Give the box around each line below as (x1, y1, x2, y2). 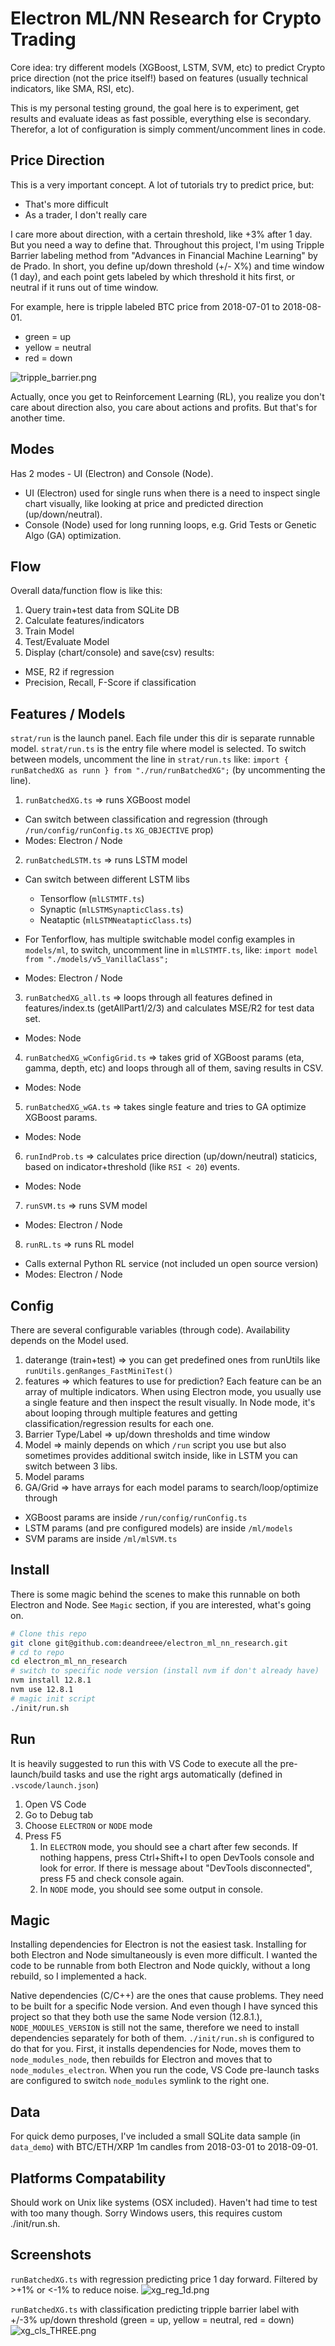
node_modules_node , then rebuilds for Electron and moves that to (10, 2053, 273, 2066)
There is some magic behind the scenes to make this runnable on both (10, 1588, 301, 1600)
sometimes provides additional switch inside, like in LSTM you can (24, 1450, 298, 1461)
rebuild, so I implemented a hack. (10, 1970, 148, 1982)
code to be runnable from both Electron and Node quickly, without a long (10, 1960, 311, 1972)
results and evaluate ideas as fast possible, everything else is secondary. (10, 112, 312, 124)
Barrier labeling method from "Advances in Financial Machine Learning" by (10, 249, 318, 261)
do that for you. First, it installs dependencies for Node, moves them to (10, 2043, 302, 2055)
